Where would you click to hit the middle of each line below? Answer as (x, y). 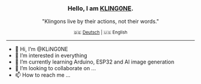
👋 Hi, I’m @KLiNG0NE (42, 49)
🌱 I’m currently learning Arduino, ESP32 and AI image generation (95, 62)
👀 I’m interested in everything (51, 56)
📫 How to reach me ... (42, 75)
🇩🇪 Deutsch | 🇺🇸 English (100, 32)
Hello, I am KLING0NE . (100, 8)
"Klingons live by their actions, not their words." (100, 22)
